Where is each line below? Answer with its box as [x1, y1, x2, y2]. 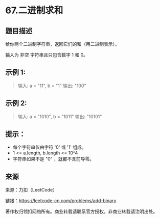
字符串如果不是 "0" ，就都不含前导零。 [12, 156, 95, 162]
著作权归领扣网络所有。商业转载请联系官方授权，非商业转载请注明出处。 [5, 208, 157, 214]
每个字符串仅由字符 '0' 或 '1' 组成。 [12, 144, 86, 150]
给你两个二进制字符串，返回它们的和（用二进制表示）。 [5, 41, 120, 47]
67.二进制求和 [5, 5, 63, 16]
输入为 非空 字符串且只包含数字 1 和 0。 [5, 52, 88, 58]
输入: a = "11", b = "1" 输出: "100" [17, 83, 86, 89]
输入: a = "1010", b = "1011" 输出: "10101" [17, 113, 102, 120]
